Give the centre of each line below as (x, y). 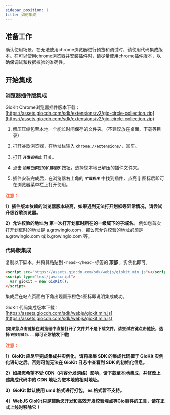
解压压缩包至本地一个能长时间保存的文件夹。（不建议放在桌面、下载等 (84, 129)
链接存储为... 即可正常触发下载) (40, 334)
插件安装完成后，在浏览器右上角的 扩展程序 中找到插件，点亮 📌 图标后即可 (88, 178)
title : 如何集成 (21, 15)
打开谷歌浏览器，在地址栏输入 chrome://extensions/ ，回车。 (76, 146)
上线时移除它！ (25, 407)
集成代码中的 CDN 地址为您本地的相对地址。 (55, 379)
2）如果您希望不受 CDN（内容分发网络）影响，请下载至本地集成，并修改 (81, 373)
